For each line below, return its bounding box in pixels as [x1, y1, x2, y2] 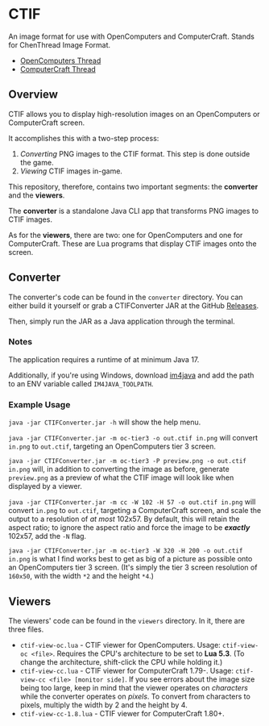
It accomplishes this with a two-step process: [8, 133, 159, 143]
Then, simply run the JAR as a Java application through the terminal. [8, 316, 235, 326]
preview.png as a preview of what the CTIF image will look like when [8, 473, 234, 482]
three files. [8, 624, 44, 634]
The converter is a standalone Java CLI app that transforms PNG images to [8, 206, 259, 215]
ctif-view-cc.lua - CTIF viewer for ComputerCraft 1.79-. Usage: [19, 665, 234, 675]
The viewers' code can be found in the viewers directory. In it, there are [8, 615, 246, 625]
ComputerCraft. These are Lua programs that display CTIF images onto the [8, 239, 257, 248]
